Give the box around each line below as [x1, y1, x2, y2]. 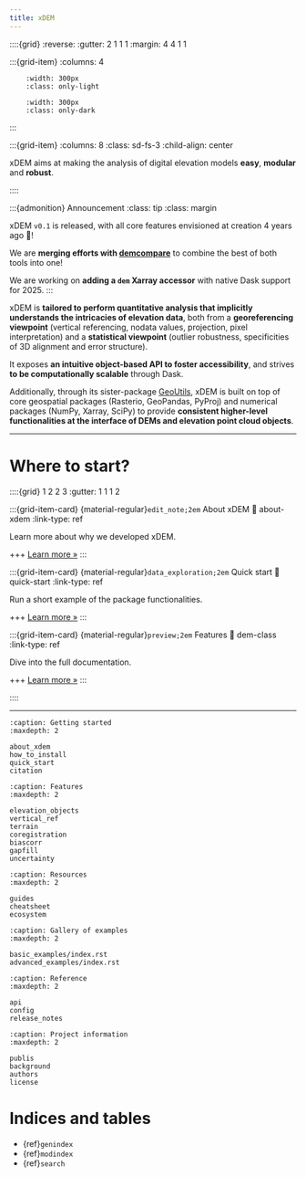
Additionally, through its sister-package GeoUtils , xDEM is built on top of [9, 385, 280, 397]
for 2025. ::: [9, 284, 54, 295]
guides [9, 894, 35, 903]
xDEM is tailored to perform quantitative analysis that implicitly [9, 302, 253, 313]
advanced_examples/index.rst [9, 958, 120, 967]
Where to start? [9, 456, 130, 476]
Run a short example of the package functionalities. [9, 594, 203, 604]
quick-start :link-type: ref [9, 576, 104, 587]
